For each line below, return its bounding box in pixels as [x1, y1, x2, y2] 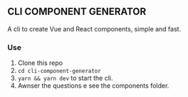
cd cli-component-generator [17, 68, 101, 75]
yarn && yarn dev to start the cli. [17, 74, 113, 83]
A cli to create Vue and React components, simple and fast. [7, 24, 182, 33]
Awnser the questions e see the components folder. [17, 81, 169, 90]
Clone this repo [17, 58, 63, 67]
